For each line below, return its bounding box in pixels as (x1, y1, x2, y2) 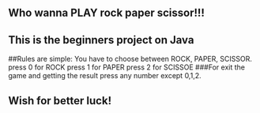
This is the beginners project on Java (8, 33, 194, 47)
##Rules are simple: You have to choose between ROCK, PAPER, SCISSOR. (8, 55, 253, 64)
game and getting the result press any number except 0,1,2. (8, 71, 202, 81)
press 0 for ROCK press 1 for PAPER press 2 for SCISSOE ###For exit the (8, 62, 245, 72)
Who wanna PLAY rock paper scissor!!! (8, 6, 205, 20)
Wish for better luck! (8, 94, 112, 107)
